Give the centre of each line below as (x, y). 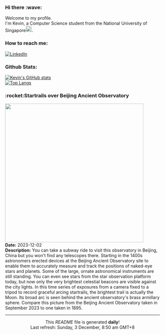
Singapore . (19, 31)
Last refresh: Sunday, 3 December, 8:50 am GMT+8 (82, 328)
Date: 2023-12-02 (24, 245)
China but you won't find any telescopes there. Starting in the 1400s (74, 256)
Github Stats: (21, 67)
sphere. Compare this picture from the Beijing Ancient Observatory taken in (82, 303)
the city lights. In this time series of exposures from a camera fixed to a (77, 287)
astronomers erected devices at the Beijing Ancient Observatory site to (77, 261)
